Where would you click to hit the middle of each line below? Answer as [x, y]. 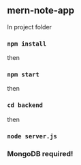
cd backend [25, 105]
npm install [27, 44]
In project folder [30, 27]
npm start [23, 75]
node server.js [32, 136]
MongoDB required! [40, 153]
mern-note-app [41, 11]
